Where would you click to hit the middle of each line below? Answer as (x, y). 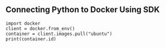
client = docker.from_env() (40, 28)
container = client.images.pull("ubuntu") (59, 34)
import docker (23, 23)
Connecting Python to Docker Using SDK (83, 10)
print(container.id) (31, 39)
